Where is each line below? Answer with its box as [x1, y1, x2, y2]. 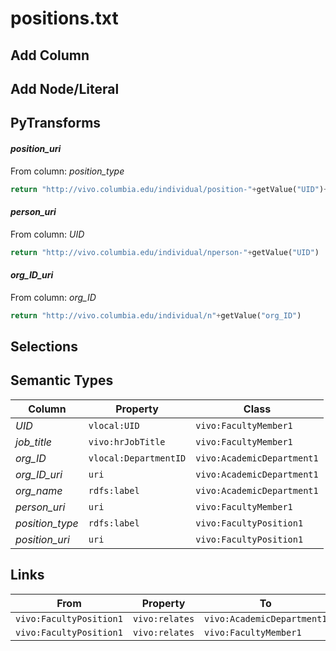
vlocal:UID [88, 420, 140, 431]
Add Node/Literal [10, 80, 120, 97]
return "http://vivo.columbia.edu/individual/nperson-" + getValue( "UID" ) [10, 247, 320, 257]
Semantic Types [10, 372, 114, 389]
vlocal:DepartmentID [88, 452, 187, 464]
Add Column [10, 47, 90, 64]
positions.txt [10, 7, 119, 30]
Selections [10, 338, 78, 355]
